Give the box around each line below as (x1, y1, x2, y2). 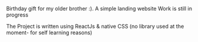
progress (6, 11, 29, 18)
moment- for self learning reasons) (6, 29, 93, 36)
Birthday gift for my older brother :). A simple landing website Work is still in (6, 5, 193, 12)
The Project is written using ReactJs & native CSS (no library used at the (6, 23, 184, 30)
